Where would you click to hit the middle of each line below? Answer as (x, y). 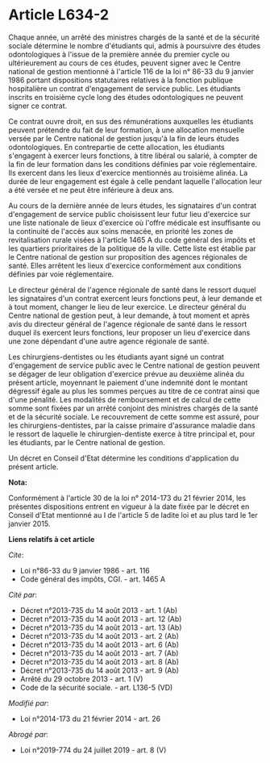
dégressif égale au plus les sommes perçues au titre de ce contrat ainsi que (134, 391)
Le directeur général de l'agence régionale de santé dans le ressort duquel (132, 290)
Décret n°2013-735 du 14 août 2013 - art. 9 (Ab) (100, 670)
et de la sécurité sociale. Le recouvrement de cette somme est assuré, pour (134, 416)
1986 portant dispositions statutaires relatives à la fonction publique (121, 80)
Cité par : (23, 594)
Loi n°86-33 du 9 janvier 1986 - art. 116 (85, 570)
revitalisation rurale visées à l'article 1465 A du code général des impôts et (132, 240)
